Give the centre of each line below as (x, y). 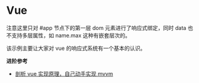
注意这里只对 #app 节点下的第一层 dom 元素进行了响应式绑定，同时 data (96, 28)
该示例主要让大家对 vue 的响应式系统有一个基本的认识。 (76, 48)
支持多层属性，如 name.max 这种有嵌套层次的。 (71, 35)
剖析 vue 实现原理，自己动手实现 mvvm (64, 73)
